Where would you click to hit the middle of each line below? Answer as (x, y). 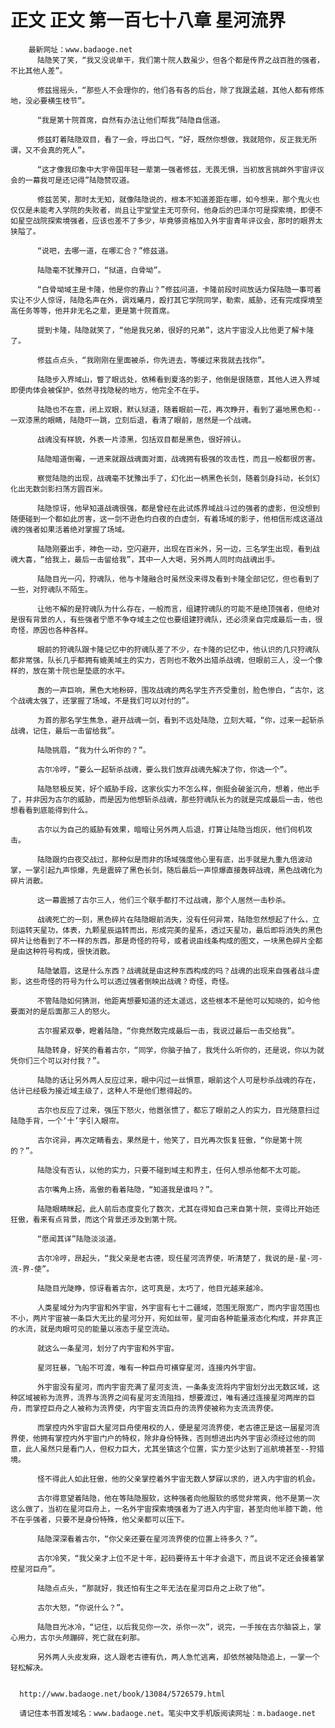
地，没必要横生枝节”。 (50, 101)
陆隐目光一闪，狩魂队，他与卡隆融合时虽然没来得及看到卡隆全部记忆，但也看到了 (178, 579)
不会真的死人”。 (61, 150)
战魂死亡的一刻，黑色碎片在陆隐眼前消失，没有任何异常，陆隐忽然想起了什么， (174, 919)
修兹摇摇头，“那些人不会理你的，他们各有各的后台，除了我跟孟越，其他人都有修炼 (180, 90)
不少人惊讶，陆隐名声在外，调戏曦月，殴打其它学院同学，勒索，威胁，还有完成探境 (170, 300)
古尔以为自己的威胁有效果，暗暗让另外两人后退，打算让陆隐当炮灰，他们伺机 (171, 829)
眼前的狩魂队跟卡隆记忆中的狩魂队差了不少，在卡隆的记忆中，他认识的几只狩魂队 (178, 649)
